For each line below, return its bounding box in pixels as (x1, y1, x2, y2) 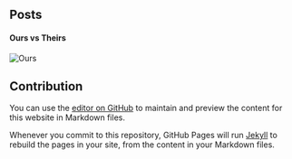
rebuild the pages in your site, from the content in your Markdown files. (9, 139, 275, 150)
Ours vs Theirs (9, 32, 66, 43)
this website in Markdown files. (9, 112, 125, 123)
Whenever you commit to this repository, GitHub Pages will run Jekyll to (9, 130, 278, 141)
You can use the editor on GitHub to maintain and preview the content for (9, 103, 283, 114)
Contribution (9, 79, 83, 94)
